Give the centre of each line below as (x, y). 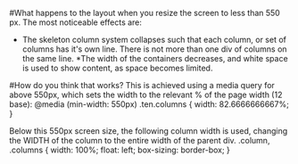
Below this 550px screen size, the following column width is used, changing (149, 131)
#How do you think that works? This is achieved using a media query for (142, 85)
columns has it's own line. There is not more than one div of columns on (154, 49)
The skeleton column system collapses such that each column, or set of (154, 40)
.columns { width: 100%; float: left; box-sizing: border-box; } (120, 150)
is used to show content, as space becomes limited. (117, 68)
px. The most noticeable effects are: (76, 22)
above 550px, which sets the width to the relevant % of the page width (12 (146, 94)
